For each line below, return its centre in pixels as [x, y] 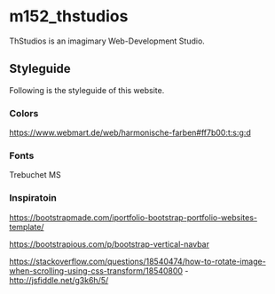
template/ [27, 226]
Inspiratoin [33, 198]
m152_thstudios [69, 16]
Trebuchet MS [35, 175]
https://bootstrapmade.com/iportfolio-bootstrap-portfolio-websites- [134, 217]
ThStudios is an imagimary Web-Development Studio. [107, 41]
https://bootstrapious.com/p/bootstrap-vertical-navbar [110, 244]
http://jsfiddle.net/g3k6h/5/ [59, 280]
